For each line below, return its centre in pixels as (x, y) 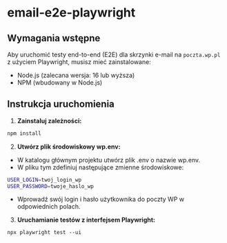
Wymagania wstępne (54, 38)
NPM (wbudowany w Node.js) (60, 83)
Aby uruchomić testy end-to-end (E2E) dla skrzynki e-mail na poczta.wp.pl (114, 54)
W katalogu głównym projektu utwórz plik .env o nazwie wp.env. (109, 160)
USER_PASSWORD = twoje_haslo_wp (51, 186)
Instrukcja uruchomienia (61, 104)
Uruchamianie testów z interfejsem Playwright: (86, 220)
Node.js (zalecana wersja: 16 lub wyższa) (76, 75)
